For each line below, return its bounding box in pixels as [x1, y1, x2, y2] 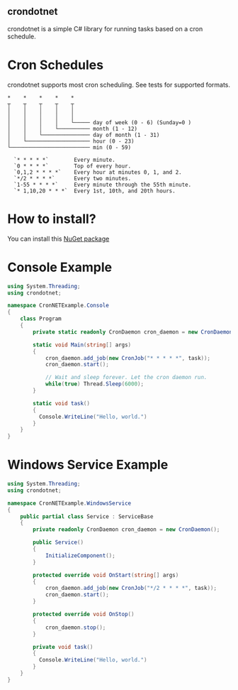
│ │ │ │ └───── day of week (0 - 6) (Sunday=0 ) [7, 119, 192, 126]
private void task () [33, 643, 93, 650]
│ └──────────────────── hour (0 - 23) [7, 138, 135, 145]
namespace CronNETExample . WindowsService [7, 500, 132, 507]
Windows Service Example [7, 457, 169, 473]
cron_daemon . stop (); [45, 624, 106, 631]
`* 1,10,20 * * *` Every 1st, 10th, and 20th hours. [13, 187, 176, 195]
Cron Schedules [7, 57, 104, 73]
